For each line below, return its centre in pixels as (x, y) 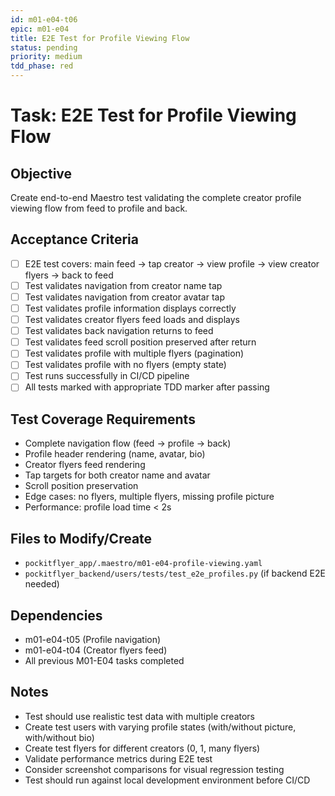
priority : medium (46, 57)
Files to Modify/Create (81, 538)
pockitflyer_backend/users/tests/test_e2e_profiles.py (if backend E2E (175, 573)
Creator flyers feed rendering (85, 465)
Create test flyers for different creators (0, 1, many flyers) (142, 748)
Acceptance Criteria (74, 239)
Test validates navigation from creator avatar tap (124, 297)
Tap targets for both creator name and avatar (117, 475)
